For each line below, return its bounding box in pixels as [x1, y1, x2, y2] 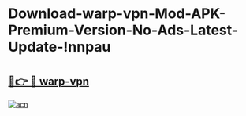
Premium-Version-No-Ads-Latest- [8, 21, 239, 39]
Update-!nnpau [8, 38, 111, 56]
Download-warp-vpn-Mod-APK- [8, 5, 226, 23]
